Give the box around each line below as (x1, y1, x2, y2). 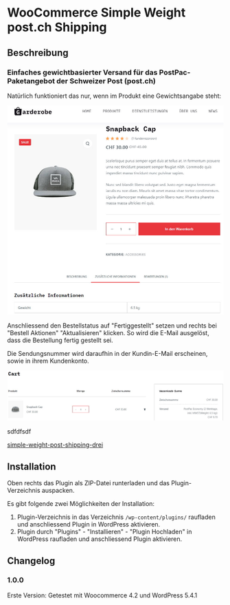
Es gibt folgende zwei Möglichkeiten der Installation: (7, 500, 155, 508)
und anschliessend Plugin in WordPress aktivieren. (16, 520, 161, 529)
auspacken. (41, 487, 75, 495)
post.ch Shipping (7, 19, 108, 35)
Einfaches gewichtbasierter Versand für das (7, 67, 158, 77)
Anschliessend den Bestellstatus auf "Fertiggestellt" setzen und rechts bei (7, 321, 218, 330)
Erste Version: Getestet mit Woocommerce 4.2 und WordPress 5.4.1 (7, 591, 198, 599)
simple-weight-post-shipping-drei (7, 441, 104, 449)
